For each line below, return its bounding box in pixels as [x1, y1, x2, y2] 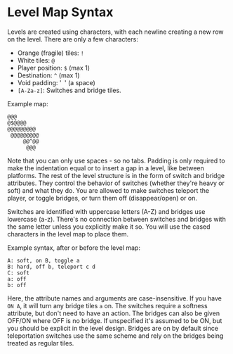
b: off [7, 282, 27, 289]
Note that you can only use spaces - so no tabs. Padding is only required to [7, 156, 226, 165]
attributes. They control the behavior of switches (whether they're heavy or [7, 179, 225, 187]
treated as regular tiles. [7, 339, 74, 347]
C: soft [7, 269, 30, 277]
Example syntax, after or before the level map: [7, 244, 140, 252]
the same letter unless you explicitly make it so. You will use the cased [7, 222, 211, 231]
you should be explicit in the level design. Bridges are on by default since [7, 324, 219, 332]
